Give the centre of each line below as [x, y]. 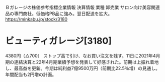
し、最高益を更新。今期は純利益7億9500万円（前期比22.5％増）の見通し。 [82, 68]
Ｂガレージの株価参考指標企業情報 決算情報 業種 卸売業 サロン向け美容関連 [82, 7]
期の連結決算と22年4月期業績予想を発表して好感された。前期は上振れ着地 [82, 62]
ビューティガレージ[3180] [59, 41]
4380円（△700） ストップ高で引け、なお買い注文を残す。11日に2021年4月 [83, 55]
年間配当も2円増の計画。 [31, 74]
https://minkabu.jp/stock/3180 [36, 19]
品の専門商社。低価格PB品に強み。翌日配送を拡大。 [59, 13]
